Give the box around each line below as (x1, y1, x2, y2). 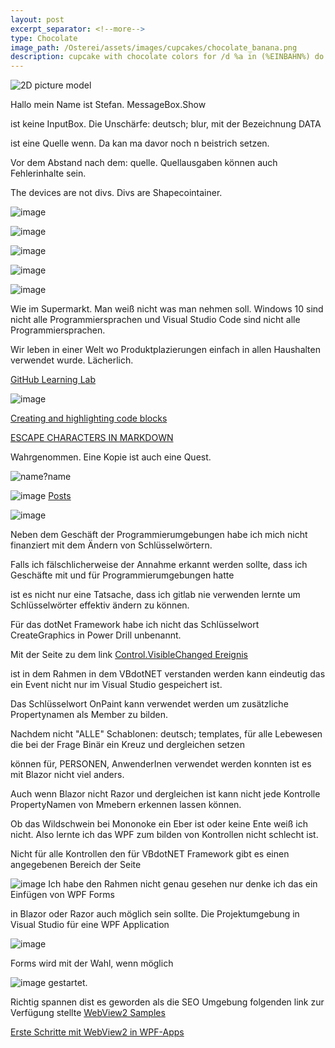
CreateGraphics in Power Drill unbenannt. (10, 629, 182, 641)
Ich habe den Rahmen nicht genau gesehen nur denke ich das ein (48, 878, 318, 890)
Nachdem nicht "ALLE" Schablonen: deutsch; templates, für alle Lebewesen (10, 728, 323, 740)
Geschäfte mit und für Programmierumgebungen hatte (10, 569, 235, 581)
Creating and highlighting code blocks (10, 412, 168, 425)
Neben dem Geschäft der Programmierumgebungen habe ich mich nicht (10, 529, 308, 541)
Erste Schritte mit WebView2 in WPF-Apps (10, 1026, 185, 1038)
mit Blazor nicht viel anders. (10, 769, 125, 781)
